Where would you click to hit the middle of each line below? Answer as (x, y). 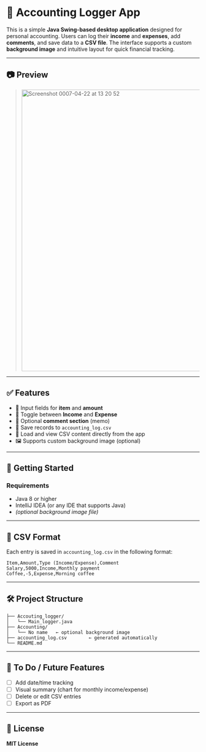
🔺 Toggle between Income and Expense (66, 414)
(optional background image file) (57, 512)
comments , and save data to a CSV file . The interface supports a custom (99, 42)
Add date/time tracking (44, 682)
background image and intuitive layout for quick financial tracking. (90, 49)
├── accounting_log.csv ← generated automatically (82, 638)
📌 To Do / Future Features (55, 668)
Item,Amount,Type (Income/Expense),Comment (63, 563)
